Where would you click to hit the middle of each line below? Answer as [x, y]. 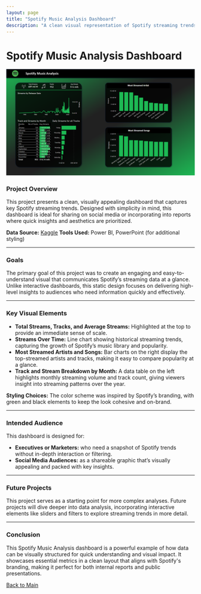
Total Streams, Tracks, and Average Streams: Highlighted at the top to [103, 326]
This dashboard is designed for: [45, 436]
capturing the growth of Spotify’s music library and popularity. [91, 345]
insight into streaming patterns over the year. [70, 384]
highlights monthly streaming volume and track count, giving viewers [100, 377]
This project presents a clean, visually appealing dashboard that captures [97, 202]
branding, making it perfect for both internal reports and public [83, 567]
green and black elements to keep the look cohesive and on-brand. [89, 402]
